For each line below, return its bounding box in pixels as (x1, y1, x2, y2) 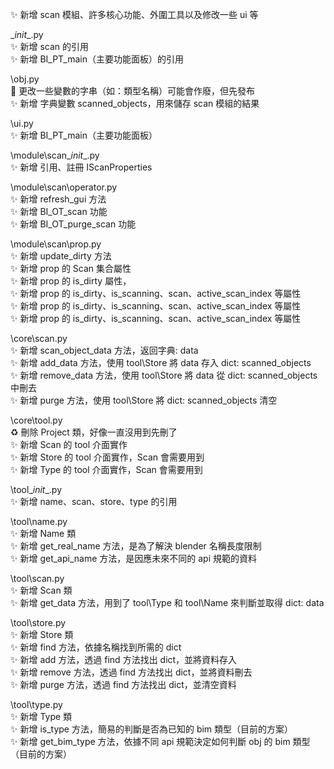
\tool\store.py (10, 617, 67, 628)
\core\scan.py (10, 333, 68, 344)
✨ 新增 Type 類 (10, 711, 73, 722)
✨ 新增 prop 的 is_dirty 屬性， (10, 275, 132, 287)
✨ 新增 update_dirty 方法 (10, 250, 112, 262)
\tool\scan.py (10, 573, 65, 584)
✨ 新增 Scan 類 (10, 584, 73, 596)
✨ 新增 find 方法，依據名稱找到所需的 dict (10, 641, 182, 653)
